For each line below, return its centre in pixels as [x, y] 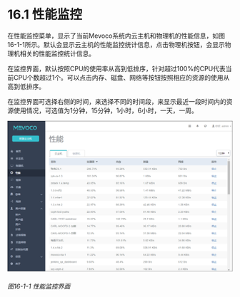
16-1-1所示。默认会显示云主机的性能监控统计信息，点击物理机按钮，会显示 [116, 44]
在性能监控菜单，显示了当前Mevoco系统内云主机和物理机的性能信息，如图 [116, 36]
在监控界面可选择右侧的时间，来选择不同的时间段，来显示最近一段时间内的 [117, 101]
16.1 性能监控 [45, 15]
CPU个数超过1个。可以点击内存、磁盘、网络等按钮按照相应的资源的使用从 [121, 77]
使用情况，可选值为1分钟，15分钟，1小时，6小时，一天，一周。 [106, 110]
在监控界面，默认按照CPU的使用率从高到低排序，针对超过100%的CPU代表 [117, 68]
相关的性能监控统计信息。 [57, 53]
